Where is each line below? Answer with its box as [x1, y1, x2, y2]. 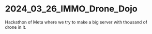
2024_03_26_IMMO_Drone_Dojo [5, 3, 138, 14]
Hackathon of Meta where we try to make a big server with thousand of [5, 19, 148, 25]
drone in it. [5, 24, 27, 30]
